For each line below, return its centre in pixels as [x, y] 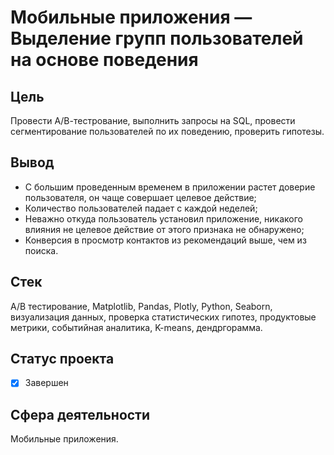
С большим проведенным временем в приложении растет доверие [170, 187]
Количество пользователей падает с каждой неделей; [141, 208]
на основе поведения [104, 60]
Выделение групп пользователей [157, 38]
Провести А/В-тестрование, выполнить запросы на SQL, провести [153, 120]
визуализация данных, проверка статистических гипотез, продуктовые [163, 317]
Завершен [46, 383]
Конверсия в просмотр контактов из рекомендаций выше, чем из [165, 240]
